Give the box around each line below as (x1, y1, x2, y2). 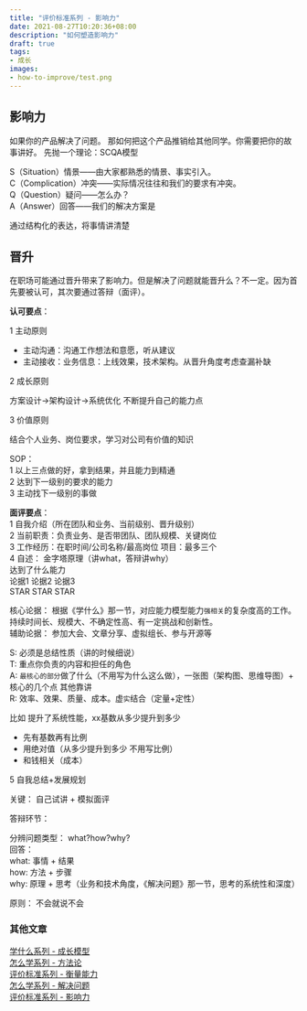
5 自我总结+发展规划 (9, 774, 87, 785)
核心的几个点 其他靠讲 (9, 682, 92, 693)
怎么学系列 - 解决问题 (9, 980, 90, 991)
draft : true (9, 38, 55, 48)
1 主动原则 (9, 326, 48, 337)
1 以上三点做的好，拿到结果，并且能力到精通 (9, 465, 175, 476)
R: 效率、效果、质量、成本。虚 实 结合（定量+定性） (9, 693, 200, 704)
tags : (9, 48, 30, 57)
